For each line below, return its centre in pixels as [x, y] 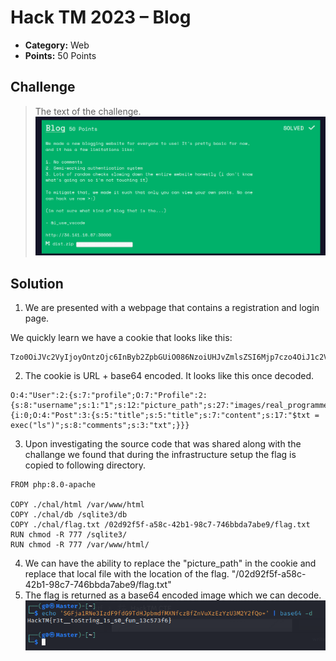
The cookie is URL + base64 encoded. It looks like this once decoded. [169, 376]
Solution [37, 283]
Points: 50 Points [60, 55]
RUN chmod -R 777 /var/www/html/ [80, 545]
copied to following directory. [85, 465]
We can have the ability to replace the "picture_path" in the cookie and [170, 563]
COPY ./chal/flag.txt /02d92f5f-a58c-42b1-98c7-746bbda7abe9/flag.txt [160, 525]
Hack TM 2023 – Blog [101, 17]
